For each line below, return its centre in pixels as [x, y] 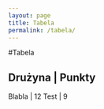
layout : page [30, 15]
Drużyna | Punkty [52, 77]
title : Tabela [32, 23]
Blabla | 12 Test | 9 [38, 96]
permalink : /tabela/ [42, 30]
